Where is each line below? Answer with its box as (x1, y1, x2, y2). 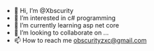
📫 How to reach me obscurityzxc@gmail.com (13, 37, 147, 44)
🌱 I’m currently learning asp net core (13, 21, 120, 29)
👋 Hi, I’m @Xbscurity (13, 7, 73, 14)
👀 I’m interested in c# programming (13, 14, 116, 22)
